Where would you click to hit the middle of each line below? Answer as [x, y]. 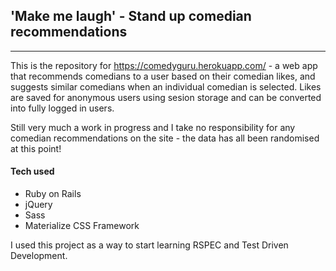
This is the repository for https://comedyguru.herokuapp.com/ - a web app [164, 65]
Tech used [32, 171]
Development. [39, 256]
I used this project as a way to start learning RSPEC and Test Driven [149, 245]
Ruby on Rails [53, 194]
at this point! [36, 148]
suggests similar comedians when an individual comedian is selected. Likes [166, 86]
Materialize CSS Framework [82, 226]
